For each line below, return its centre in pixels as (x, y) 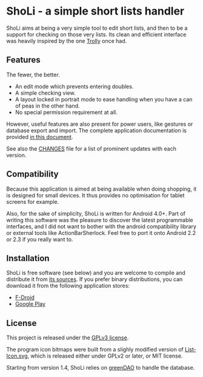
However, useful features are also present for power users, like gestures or (100, 124)
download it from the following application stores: (68, 286)
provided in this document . (40, 137)
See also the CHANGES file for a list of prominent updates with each (92, 148)
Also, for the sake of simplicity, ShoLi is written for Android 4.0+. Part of (96, 213)
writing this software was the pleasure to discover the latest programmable (100, 220)
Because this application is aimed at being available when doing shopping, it (101, 189)
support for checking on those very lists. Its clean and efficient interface (96, 34)
